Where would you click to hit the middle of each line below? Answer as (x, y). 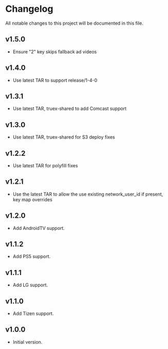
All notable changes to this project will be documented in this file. (74, 23)
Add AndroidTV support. (39, 228)
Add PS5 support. (32, 257)
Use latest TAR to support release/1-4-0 (55, 80)
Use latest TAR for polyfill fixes (45, 166)
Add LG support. (30, 285)
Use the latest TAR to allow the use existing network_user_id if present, (88, 194)
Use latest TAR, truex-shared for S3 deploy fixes (64, 137)
